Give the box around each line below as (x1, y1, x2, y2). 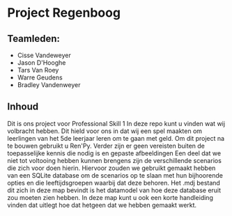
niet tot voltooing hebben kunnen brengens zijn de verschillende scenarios (7, 156, 222, 164)
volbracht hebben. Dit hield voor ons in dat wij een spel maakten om (7, 127, 203, 135)
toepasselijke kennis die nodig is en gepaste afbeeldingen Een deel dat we (7, 148, 222, 157)
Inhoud (7, 101, 39, 113)
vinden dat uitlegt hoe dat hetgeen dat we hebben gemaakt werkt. (7, 201, 197, 209)
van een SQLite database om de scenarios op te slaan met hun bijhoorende (7, 171, 223, 179)
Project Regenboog (7, 5, 121, 21)
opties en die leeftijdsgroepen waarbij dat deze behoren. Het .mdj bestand (7, 178, 221, 187)
